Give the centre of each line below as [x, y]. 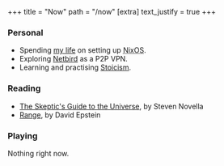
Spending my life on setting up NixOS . [82, 50]
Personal [25, 32]
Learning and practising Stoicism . [75, 67]
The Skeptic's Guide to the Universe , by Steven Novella [111, 106]
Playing [23, 135]
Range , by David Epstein [60, 115]
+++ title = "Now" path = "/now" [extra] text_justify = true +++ [112, 12]
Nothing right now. [38, 153]
